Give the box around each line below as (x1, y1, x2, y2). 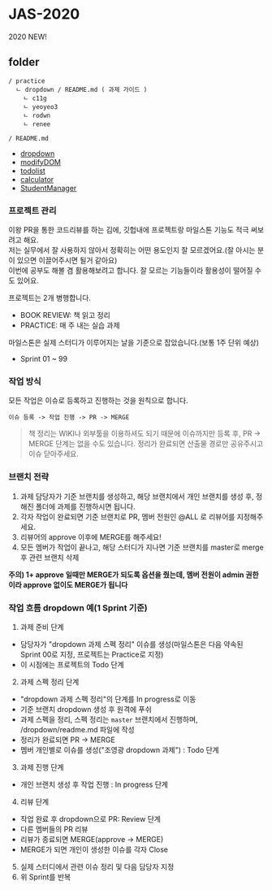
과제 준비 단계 (19, 622, 64, 632)
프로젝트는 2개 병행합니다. (8, 293, 92, 303)
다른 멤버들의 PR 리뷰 (19, 824, 89, 834)
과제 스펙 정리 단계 (19, 676, 80, 687)
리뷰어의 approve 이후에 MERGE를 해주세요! (19, 532, 162, 541)
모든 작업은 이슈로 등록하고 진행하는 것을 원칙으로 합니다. (8, 396, 188, 406)
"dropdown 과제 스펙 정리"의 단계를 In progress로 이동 (19, 694, 196, 704)
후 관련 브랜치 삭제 (19, 552, 80, 562)
